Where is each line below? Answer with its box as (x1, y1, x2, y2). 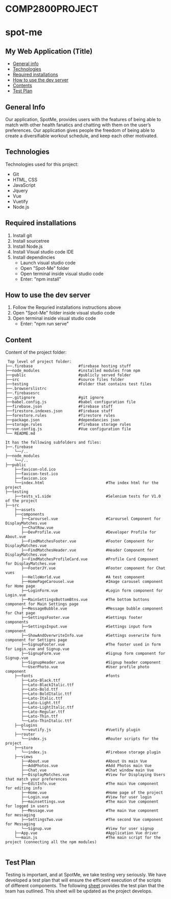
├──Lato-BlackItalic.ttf (21, 682, 74, 688)
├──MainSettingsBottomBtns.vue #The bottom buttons (21, 597, 150, 602)
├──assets (14, 507, 36, 513)
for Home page (5, 583, 36, 589)
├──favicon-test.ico (14, 472, 58, 477)
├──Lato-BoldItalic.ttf (21, 691, 72, 697)
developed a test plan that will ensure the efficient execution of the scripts (5, 877, 161, 883)
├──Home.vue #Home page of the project (21, 790, 163, 795)
